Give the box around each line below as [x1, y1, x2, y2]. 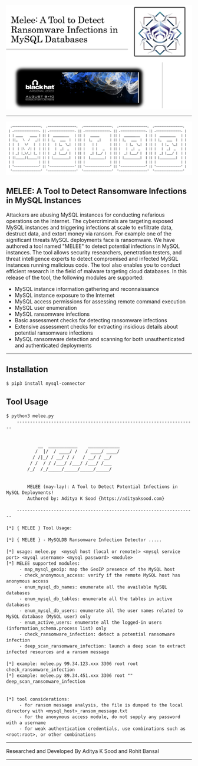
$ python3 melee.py [6, 413, 54, 419]
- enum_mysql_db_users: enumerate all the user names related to [19, 608, 183, 614]
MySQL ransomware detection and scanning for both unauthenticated [14, 335, 184, 342]
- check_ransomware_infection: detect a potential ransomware [19, 631, 176, 637]
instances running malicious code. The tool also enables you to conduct [6, 261, 181, 269]
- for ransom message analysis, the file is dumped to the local [19, 702, 183, 708]
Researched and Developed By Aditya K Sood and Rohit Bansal [6, 748, 159, 755]
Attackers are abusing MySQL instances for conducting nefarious [6, 211, 165, 218]
